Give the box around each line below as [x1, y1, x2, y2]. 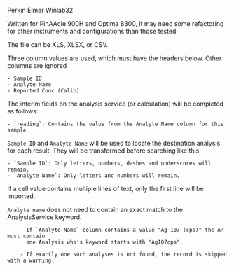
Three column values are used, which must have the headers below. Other [7, 54, 222, 62]
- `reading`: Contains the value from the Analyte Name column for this [7, 120, 224, 127]
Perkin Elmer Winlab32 [7, 6, 74, 14]
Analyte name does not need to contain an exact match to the [7, 206, 184, 214]
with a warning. [7, 257, 55, 264]
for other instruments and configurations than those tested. [7, 27, 179, 35]
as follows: [7, 107, 39, 115]
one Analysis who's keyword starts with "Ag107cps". [25, 239, 184, 246]
